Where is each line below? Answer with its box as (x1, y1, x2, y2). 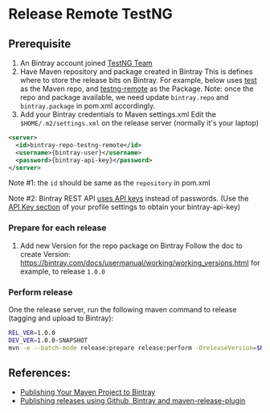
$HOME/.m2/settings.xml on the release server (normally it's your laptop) (19, 118, 260, 127)
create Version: (19, 249, 71, 258)
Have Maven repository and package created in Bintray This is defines (19, 67, 253, 76)
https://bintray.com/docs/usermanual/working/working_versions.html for (19, 258, 260, 267)
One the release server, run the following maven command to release (8, 304, 237, 314)
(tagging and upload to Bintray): (8, 313, 114, 323)
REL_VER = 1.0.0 (8, 328, 56, 337)
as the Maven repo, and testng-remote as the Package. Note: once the (19, 84, 254, 93)
